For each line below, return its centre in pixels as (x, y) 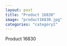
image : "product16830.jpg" (34, 19)
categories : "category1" (31, 24)
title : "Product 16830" (30, 15)
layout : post (19, 10)
